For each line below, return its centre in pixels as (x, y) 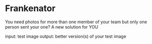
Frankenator (30, 8)
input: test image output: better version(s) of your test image (66, 36)
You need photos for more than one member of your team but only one (76, 22)
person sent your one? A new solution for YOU (52, 27)
